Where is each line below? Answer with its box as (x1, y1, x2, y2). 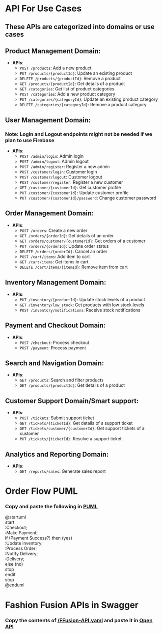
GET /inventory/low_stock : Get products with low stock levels (19, 302, 145, 308)
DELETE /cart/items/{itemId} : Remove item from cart (19, 264, 128, 270)
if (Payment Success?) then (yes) (5, 535, 73, 541)
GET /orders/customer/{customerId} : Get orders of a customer (19, 238, 146, 244)
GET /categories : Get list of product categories (19, 86, 114, 92)
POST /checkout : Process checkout (19, 340, 90, 346)
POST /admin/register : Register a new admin (19, 164, 110, 170)
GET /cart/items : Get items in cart (19, 259, 89, 264)
